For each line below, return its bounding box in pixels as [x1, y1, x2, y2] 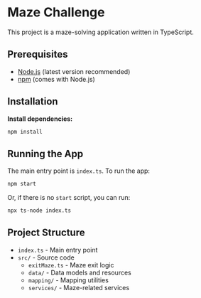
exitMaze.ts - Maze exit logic [28, 260, 114, 269]
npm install [7, 128, 43, 135]
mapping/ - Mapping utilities [28, 275, 109, 284]
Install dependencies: [7, 115, 73, 123]
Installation [7, 95, 58, 107]
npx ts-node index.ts [7, 207, 72, 214]
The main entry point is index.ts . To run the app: [7, 166, 151, 175]
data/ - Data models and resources [28, 268, 131, 277]
